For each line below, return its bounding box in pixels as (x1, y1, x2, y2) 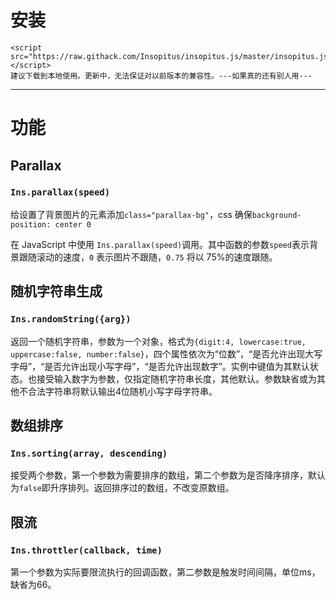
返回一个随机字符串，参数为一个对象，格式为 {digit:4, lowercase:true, (10, 335, 307, 347)
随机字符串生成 (10, 283, 103, 300)
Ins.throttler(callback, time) (10, 544, 163, 556)
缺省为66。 (10, 578, 57, 590)
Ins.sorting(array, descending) (10, 447, 168, 459)
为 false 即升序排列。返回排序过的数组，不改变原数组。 (10, 482, 235, 494)
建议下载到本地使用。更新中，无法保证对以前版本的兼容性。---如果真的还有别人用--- (10, 71, 313, 81)
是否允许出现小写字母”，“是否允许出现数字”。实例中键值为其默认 (44, 360, 310, 372)
